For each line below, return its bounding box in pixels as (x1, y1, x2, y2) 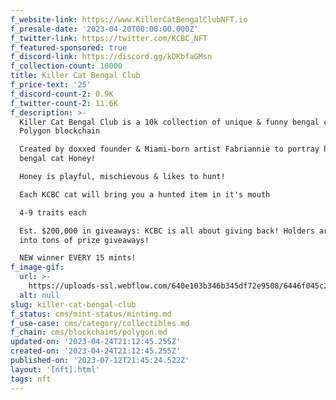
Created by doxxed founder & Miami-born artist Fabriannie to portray (19, 144, 320, 155)
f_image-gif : (10, 262, 65, 273)
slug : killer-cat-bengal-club (10, 299, 137, 310)
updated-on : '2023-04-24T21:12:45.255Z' (10, 337, 182, 347)
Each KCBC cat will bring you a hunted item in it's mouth (19, 189, 271, 200)
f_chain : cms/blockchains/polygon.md (10, 327, 168, 338)
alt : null (19, 290, 60, 300)
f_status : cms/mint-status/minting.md (10, 309, 172, 319)
